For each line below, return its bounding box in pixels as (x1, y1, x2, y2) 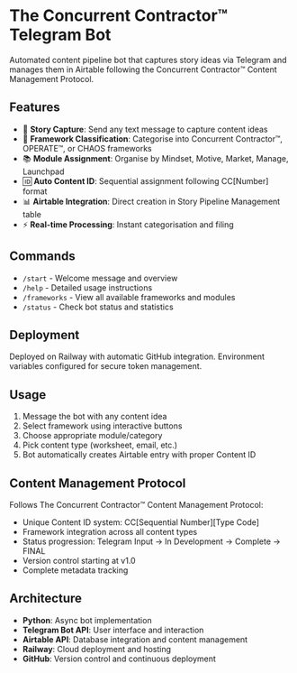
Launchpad (22, 166, 65, 177)
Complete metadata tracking (22, 565, 129, 576)
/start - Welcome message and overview (22, 272, 178, 283)
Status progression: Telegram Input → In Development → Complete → (22, 536, 281, 547)
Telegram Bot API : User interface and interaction (22, 624, 204, 635)
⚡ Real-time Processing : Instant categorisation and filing (22, 218, 234, 230)
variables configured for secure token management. (9, 361, 202, 372)
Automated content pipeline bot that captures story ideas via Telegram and (9, 54, 287, 65)
